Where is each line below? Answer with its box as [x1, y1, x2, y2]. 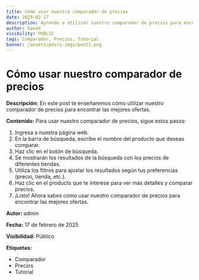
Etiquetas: [6, 244, 33, 251]
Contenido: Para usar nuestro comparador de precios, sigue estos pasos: [6, 117, 187, 125]
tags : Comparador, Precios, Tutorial [6, 36, 99, 42]
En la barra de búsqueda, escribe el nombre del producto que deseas [14, 135, 185, 142]
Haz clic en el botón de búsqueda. [14, 148, 99, 155]
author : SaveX [6, 25, 41, 31]
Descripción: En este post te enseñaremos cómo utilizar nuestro [6, 99, 164, 107]
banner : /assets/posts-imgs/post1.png [6, 42, 102, 48]
